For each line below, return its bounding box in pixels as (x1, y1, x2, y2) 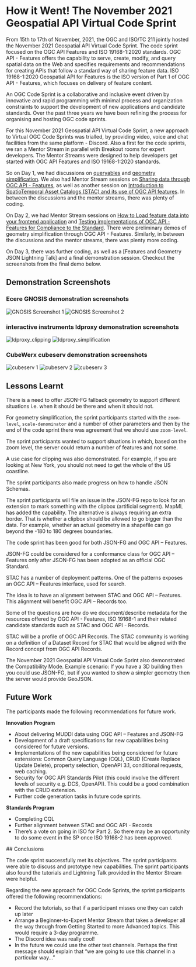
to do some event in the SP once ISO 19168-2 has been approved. (14, 834, 173, 841)
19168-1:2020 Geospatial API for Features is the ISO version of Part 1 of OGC (6, 73, 190, 80)
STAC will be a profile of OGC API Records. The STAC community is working (6, 633, 189, 640)
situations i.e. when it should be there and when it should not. (6, 402, 154, 410)
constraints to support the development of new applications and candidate (6, 103, 185, 110)
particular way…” (14, 954, 55, 961)
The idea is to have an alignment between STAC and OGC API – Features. (6, 592, 182, 599)
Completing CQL (14, 815, 55, 823)
